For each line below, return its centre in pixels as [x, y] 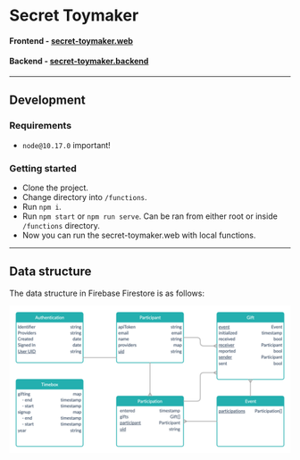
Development [48, 100]
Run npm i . [42, 206]
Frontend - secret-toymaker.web [71, 40]
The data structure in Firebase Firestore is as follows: [107, 293]
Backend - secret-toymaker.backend [79, 61]
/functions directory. [61, 225]
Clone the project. [55, 188]
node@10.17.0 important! [67, 145]
